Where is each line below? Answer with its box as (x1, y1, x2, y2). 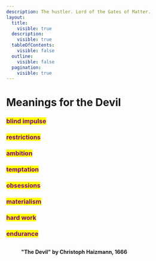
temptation (6, 165, 39, 174)
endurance (6, 229, 39, 238)
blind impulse (6, 117, 47, 126)
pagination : (11, 64, 42, 71)
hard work (6, 213, 37, 221)
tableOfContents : (11, 43, 55, 48)
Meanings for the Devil (6, 96, 121, 110)
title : (11, 20, 28, 26)
